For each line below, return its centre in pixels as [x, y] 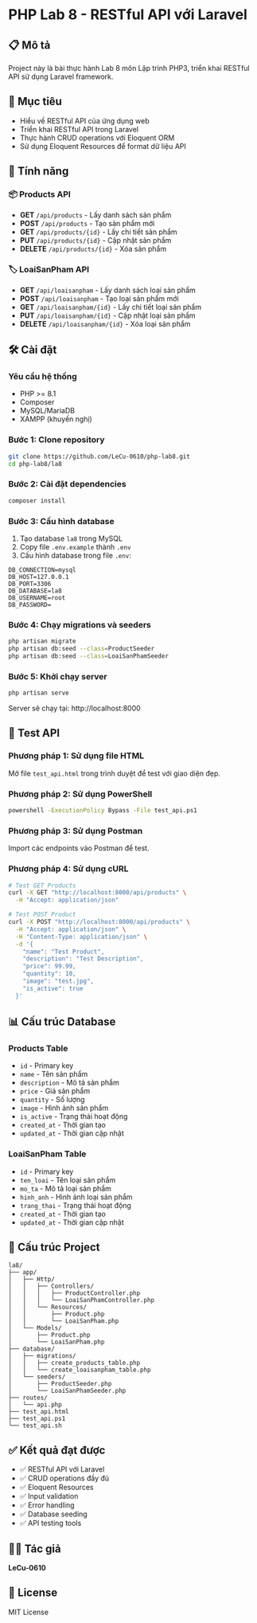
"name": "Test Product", [64, 952]
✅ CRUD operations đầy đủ [64, 1478]
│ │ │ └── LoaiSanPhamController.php [82, 1300]
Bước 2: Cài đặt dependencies [67, 484]
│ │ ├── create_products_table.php [74, 1363]
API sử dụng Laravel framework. [61, 76]
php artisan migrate [43, 641]
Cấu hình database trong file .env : [75, 555]
